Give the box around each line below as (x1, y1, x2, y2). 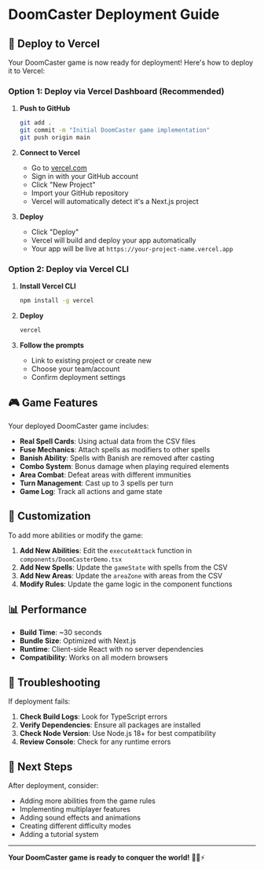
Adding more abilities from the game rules (19, 796, 156, 805)
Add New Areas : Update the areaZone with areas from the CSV (19, 571, 222, 580)
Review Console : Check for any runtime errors (19, 737, 171, 746)
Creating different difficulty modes (19, 821, 131, 831)
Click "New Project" (31, 180, 96, 189)
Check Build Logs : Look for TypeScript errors (19, 712, 167, 722)
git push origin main (19, 134, 90, 142)
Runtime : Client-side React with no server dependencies (19, 645, 204, 654)
